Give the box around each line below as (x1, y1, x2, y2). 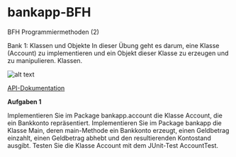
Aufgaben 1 (7, 97, 42, 106)
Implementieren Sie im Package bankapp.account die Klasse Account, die (7, 111, 223, 120)
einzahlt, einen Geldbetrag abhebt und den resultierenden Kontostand (7, 134, 211, 142)
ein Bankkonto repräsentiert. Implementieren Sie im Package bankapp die (7, 118, 222, 127)
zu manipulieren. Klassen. (7, 56, 83, 64)
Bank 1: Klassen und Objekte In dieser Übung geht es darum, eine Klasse (7, 41, 220, 50)
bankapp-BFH (7, 4, 91, 21)
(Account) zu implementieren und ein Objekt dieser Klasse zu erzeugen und (7, 49, 229, 57)
